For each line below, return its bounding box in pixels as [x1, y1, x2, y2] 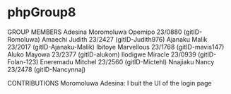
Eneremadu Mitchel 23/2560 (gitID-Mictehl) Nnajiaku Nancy [40, 57, 215, 66]
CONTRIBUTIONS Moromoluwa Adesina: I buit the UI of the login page [7, 78, 212, 87]
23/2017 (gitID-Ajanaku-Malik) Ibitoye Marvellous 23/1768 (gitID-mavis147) [7, 42, 225, 51]
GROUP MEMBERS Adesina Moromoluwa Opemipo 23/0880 [7, 28, 182, 36]
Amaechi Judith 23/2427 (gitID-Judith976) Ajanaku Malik [41, 35, 208, 43]
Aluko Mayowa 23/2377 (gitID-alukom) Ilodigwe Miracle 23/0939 [7, 50, 196, 59]
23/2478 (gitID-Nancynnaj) [7, 65, 86, 74]
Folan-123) [7, 57, 39, 66]
